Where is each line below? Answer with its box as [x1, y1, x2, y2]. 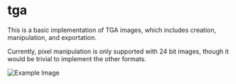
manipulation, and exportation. [7, 33, 97, 41]
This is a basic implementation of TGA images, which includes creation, [7, 26, 217, 34]
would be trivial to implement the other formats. [7, 54, 147, 63]
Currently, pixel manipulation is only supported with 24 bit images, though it [7, 47, 229, 56]
